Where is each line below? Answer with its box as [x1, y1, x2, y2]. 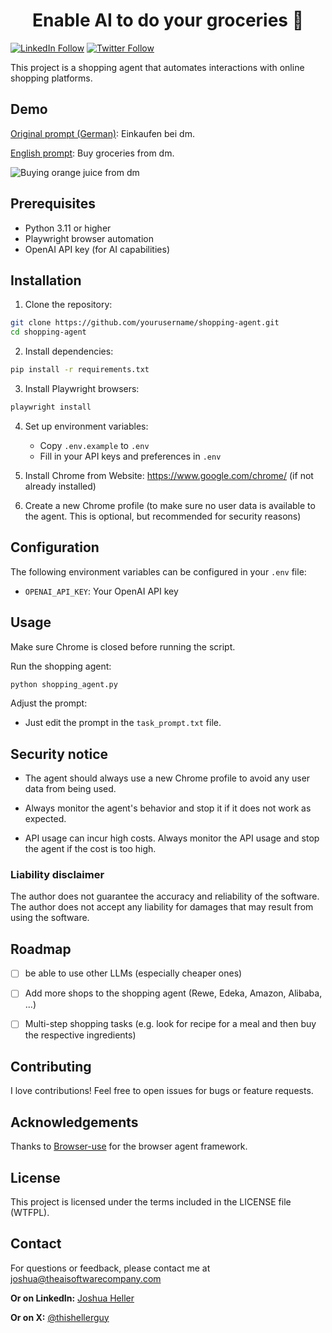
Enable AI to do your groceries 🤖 [31, 9, 305, 32]
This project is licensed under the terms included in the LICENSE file [10, 1195, 292, 1208]
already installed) [24, 480, 97, 492]
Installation [10, 272, 82, 289]
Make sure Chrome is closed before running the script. [10, 640, 236, 653]
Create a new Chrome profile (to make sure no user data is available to [24, 499, 316, 511]
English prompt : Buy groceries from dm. [10, 147, 175, 159]
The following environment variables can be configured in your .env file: [10, 565, 307, 578]
